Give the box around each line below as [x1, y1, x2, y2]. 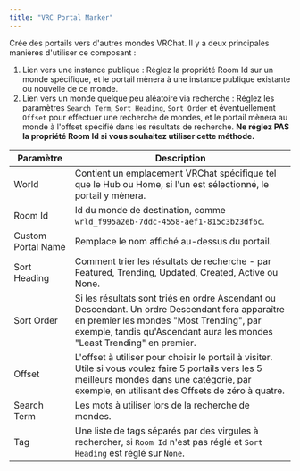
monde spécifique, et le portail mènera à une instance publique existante [21, 73, 291, 85]
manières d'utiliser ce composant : [9, 46, 137, 58]
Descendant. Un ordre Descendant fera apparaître [74, 302, 285, 315]
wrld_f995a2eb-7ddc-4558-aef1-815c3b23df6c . [74, 215, 265, 227]
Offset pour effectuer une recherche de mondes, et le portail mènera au [21, 112, 288, 122]
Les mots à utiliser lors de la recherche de [74, 399, 250, 411]
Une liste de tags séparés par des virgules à [74, 425, 259, 437]
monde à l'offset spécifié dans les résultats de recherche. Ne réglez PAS [21, 121, 290, 132]
